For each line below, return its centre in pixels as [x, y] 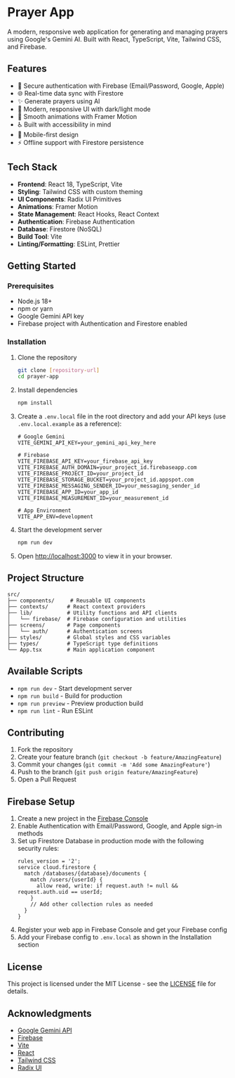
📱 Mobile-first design [48, 134]
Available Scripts [45, 671]
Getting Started [42, 265]
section [28, 945]
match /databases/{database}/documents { [86, 874]
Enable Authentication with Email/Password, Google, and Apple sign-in [120, 826]
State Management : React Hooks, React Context [88, 214]
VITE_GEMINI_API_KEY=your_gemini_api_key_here [87, 443]
